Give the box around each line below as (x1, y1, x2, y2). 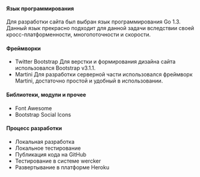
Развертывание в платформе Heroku (14, 163, 110, 171)
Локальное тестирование (14, 144, 81, 152)
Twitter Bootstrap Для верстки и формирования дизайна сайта (14, 58, 176, 66)
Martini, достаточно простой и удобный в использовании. (14, 77, 163, 84)
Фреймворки (6, 45, 41, 52)
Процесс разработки (6, 125, 62, 132)
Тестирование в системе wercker (14, 157, 101, 164)
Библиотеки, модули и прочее (6, 91, 86, 98)
